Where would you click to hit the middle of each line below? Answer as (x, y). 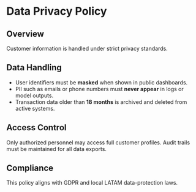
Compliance (30, 168)
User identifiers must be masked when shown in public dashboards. (101, 82)
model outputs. (34, 95)
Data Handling (34, 68)
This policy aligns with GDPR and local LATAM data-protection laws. (92, 183)
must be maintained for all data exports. (57, 149)
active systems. (35, 108)
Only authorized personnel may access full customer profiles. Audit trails (98, 142)
